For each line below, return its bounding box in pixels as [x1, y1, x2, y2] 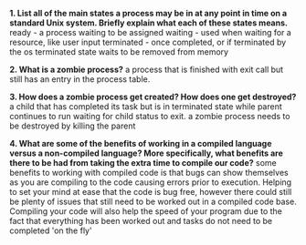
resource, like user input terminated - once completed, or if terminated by [9, 36, 287, 47]
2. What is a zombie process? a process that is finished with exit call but [9, 64, 284, 75]
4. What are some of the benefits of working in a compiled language [9, 138, 272, 148]
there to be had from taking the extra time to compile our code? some [9, 158, 277, 168]
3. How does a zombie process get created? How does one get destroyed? [9, 91, 297, 102]
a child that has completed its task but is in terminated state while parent [9, 101, 283, 112]
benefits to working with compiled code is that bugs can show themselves [9, 168, 290, 178]
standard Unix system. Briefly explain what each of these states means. [9, 17, 288, 28]
